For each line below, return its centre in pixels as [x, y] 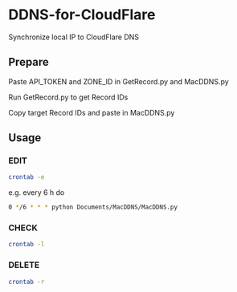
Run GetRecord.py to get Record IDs [68, 97]
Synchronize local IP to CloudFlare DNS [74, 37]
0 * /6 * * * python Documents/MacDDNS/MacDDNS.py [93, 207]
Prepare [29, 62]
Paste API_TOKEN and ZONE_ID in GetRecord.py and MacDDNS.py [118, 81]
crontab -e [27, 177]
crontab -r [27, 282]
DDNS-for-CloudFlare [82, 15]
